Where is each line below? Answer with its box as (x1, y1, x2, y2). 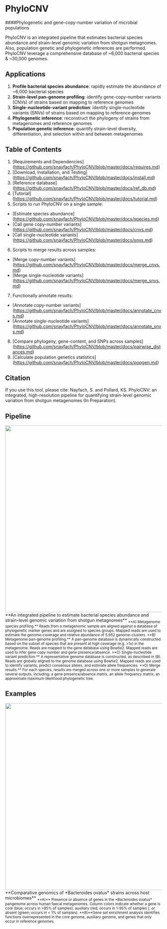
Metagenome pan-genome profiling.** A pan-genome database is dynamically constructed (5, 637, 161, 642)
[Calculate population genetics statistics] (12, 354, 96, 360)
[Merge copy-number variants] (12, 256, 76, 262)
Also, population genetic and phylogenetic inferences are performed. (5, 45, 147, 51)
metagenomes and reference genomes (12, 120, 92, 126)
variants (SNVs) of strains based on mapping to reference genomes (12, 110, 151, 116)
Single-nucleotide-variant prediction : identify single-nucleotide (12, 104, 145, 110)
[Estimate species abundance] (12, 210, 75, 217)
